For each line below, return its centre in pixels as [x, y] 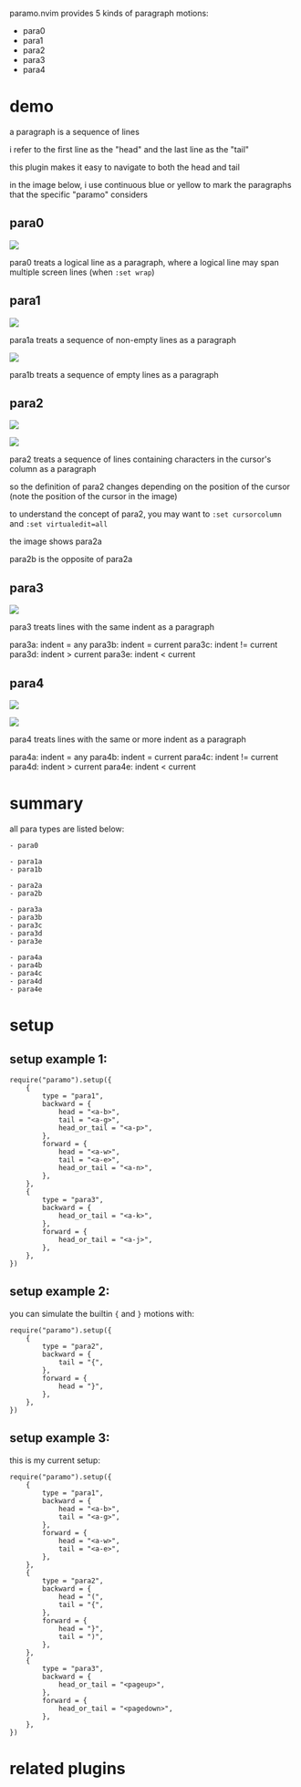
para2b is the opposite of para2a [71, 559]
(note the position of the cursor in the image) [93, 496]
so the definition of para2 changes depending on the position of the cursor [150, 486]
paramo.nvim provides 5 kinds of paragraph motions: [109, 13]
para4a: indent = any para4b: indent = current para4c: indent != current [144, 757]
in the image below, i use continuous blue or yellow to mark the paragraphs [150, 184]
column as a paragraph [53, 469]
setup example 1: [58, 1059]
